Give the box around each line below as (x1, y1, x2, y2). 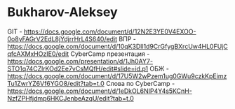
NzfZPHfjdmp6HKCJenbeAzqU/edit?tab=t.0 (7, 94, 135, 102)
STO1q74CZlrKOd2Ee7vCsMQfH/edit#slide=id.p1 (7, 64, 149, 73)
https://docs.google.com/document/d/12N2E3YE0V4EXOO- (23, 27, 196, 36)
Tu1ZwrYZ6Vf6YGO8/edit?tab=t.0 (7, 79, 105, 87)
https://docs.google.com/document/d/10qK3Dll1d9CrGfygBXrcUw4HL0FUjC (7, 42, 228, 50)
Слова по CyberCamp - (106, 79, 175, 87)
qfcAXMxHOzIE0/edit (7, 50, 69, 58)
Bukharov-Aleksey (7, 4, 118, 20)
